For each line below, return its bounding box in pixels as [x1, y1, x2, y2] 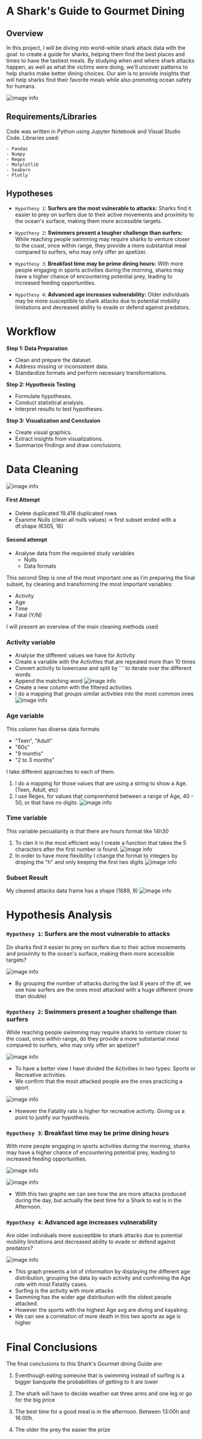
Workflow [6, 324, 57, 338]
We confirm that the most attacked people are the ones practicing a [14, 1077, 183, 1085]
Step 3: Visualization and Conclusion [6, 417, 101, 424]
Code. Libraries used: [6, 134, 60, 141]
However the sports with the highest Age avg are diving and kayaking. [14, 1306, 189, 1314]
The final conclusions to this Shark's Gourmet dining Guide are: [6, 1360, 164, 1367]
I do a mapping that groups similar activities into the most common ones [14, 690, 194, 697]
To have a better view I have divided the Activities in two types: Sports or [14, 1065, 196, 1072]
